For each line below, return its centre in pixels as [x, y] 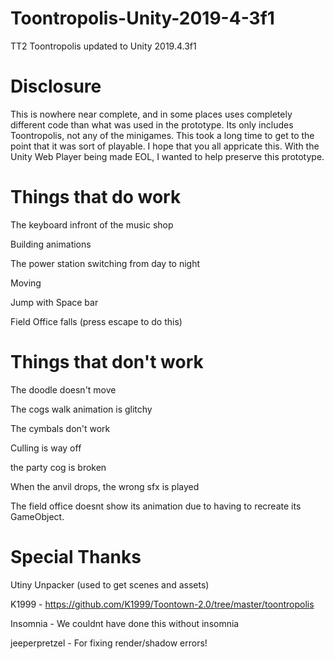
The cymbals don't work [60, 428]
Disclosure [56, 86]
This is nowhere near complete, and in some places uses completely [151, 114]
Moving [26, 283]
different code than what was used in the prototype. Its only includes [152, 124]
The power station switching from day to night [105, 263]
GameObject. [37, 516]
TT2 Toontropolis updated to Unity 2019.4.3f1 [103, 46]
